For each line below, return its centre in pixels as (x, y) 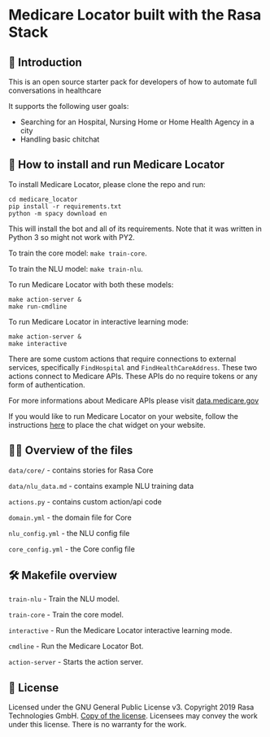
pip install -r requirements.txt (65, 206)
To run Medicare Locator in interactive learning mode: (98, 321)
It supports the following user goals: (69, 106)
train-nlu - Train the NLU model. (64, 599)
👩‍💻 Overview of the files (71, 450)
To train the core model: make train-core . (78, 253)
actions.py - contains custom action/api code (85, 501)
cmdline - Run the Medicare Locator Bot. (76, 646)
